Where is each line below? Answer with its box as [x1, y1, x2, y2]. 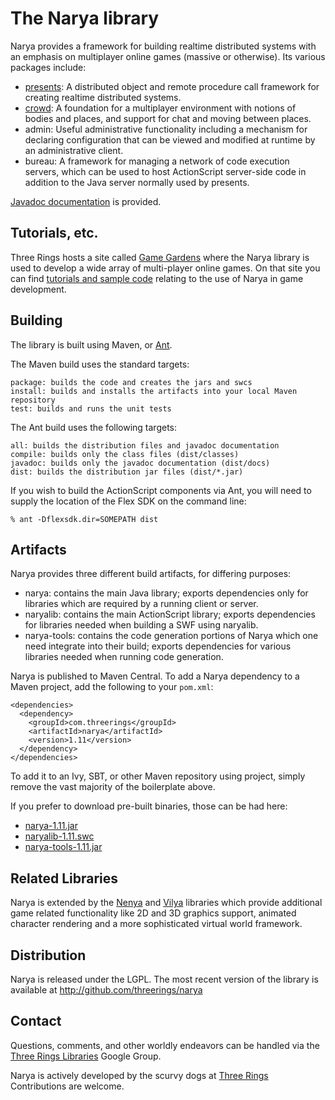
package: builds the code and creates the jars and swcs [10, 377, 253, 387]
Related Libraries [10, 870, 118, 887]
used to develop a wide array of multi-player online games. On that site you [10, 262, 321, 274]
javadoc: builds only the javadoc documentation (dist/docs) [10, 458, 271, 468]
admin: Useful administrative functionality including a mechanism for [24, 123, 308, 135]
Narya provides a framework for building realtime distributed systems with [10, 40, 317, 52]
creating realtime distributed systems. [24, 91, 182, 103]
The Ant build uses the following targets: [10, 421, 178, 433]
